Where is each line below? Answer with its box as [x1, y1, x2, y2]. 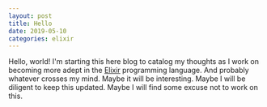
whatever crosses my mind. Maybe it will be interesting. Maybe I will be [8, 74, 246, 83]
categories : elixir [8, 34, 74, 43]
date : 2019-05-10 [8, 27, 67, 35]
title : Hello [8, 19, 53, 28]
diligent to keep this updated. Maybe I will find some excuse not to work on [8, 83, 259, 92]
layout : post [8, 11, 53, 20]
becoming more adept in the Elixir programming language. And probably [8, 66, 249, 75]
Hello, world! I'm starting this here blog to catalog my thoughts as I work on [8, 57, 259, 66]
